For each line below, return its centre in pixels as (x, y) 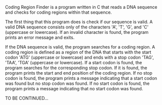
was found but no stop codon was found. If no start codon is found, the (78, 83)
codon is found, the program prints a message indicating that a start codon (81, 78)
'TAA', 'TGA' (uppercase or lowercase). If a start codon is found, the (74, 63)
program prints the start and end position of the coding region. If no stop (79, 73)
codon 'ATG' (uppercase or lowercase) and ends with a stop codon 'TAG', (80, 57)
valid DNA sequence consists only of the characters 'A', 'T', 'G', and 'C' (77, 27)
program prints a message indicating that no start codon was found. (74, 89)
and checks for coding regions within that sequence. (59, 12)
